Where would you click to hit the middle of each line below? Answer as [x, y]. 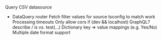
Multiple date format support [41, 32]
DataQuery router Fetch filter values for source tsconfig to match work [84, 17]
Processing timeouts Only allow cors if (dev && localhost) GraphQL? [81, 22]
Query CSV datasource [29, 7]
